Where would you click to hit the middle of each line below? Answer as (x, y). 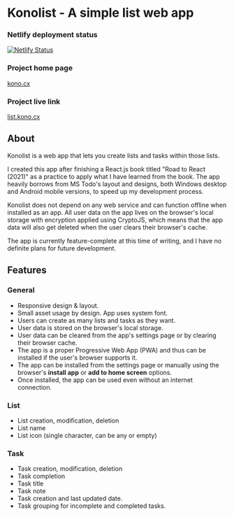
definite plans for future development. (62, 248)
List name (31, 427)
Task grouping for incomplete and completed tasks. (92, 506)
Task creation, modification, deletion (70, 469)
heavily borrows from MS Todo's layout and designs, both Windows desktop (117, 184)
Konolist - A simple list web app (101, 13)
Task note (31, 491)
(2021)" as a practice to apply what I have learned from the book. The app (114, 176)
